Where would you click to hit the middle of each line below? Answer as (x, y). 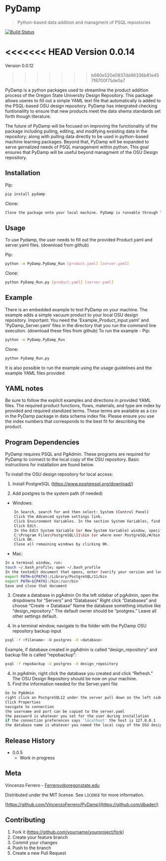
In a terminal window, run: (34, 563)
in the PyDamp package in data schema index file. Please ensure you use (80, 416)
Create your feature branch (40, 837)
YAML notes (24, 388)
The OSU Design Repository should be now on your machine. (75, 679)
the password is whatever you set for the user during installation (77, 716)
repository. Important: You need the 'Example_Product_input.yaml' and (77, 320)
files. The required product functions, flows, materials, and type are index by (83, 406)
